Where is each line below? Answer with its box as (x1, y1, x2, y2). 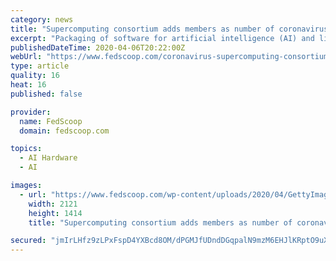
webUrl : (10, 52, 43, 62)
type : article (10, 61, 70, 71)
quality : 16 (10, 71, 60, 81)
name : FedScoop (19, 116, 83, 126)
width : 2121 (28, 199, 78, 209)
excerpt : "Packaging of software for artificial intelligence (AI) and (10, 33, 315, 43)
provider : (10, 107, 52, 117)
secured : (10, 236, 47, 246)
